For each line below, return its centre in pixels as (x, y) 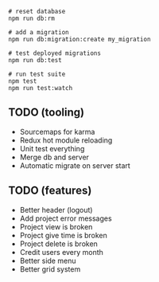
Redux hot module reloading (66, 140)
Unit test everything (52, 148)
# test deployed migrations (55, 53)
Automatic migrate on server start (75, 165)
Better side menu (48, 260)
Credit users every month (61, 252)
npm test (23, 81)
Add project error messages (66, 218)
